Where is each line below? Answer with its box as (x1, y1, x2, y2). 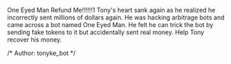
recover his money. (7, 35, 62, 44)
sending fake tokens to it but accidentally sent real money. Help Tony (7, 28, 205, 36)
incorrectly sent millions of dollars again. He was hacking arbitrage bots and (7, 13, 225, 22)
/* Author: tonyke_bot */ (7, 49, 76, 57)
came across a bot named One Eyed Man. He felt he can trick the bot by (7, 21, 214, 29)
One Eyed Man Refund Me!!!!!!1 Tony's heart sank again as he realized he (7, 6, 216, 14)
